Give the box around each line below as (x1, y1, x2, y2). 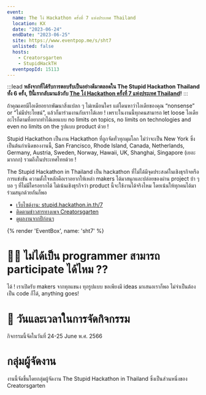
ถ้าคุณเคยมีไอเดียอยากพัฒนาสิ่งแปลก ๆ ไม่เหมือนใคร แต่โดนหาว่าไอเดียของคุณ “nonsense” (7, 102, 195, 109)
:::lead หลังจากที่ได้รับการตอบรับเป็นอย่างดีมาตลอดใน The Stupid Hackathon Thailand (7, 83, 200, 90)
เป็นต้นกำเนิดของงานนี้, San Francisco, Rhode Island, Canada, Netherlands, (7, 142, 185, 149)
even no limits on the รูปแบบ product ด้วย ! (7, 123, 109, 130)
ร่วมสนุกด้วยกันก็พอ (7, 189, 47, 197)
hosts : (12, 49, 29, 55)
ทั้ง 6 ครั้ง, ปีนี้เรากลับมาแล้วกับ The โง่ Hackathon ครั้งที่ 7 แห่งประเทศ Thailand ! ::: (7, 90, 189, 97)
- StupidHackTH (18, 60, 57, 66)
